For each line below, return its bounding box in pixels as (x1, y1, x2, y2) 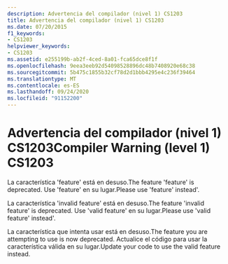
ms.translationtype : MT (7, 75, 77, 83)
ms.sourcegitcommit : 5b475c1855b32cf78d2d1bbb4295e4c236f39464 (7, 69, 196, 76)
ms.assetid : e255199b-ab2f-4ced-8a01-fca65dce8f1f (7, 56, 158, 63)
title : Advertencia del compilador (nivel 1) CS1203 (7, 17, 164, 24)
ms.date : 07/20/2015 (7, 23, 68, 30)
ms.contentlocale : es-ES (7, 82, 80, 89)
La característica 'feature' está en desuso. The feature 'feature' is (7, 178, 194, 186)
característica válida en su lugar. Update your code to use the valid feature (7, 242, 221, 251)
